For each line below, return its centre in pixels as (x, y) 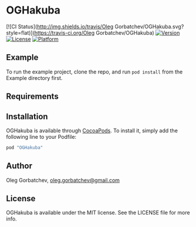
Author (19, 166)
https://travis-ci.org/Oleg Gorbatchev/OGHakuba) (94, 32)
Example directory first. (34, 78)
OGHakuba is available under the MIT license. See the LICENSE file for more (98, 213)
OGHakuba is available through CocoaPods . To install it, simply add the (92, 131)
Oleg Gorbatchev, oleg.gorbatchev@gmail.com (63, 180)
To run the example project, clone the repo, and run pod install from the (94, 72)
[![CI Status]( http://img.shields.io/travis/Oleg (60, 26)
